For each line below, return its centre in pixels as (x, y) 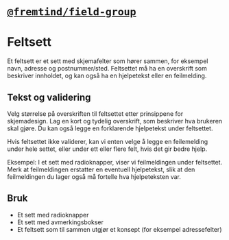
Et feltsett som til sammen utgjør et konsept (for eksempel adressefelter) (119, 229)
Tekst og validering (49, 97)
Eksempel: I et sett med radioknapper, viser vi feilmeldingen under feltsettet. (115, 162)
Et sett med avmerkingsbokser (60, 222)
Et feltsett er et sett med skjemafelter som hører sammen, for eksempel (108, 61)
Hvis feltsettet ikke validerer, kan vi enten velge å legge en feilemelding (108, 141)
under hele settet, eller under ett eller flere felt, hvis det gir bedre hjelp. (107, 149)
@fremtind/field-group (72, 12)
